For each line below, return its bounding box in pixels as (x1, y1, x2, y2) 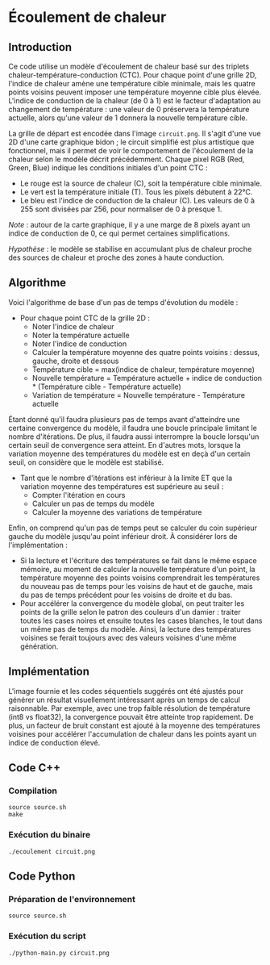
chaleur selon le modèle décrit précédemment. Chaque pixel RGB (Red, (8, 154, 245, 164)
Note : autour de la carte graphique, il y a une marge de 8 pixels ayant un (8, 220, 251, 229)
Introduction (8, 40, 73, 54)
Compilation (8, 785, 58, 796)
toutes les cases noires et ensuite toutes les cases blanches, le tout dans (19, 616, 263, 625)
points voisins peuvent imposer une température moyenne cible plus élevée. (8, 87, 262, 97)
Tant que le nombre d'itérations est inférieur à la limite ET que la (19, 473, 233, 482)
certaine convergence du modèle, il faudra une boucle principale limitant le (8, 423, 258, 432)
